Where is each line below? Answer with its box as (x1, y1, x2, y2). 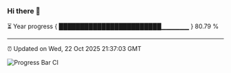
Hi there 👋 (7, 6, 41, 16)
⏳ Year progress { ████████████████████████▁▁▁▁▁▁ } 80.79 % (7, 22, 219, 30)
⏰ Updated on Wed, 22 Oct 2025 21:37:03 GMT (7, 45, 142, 53)
